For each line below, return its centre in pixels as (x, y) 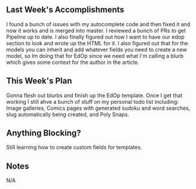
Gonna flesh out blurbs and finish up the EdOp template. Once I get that (94, 95)
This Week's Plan (39, 81)
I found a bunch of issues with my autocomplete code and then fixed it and (98, 24)
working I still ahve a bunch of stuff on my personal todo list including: (93, 101)
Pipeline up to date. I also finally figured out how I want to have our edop (95, 37)
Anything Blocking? (44, 133)
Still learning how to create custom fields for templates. (74, 147)
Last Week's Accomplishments (65, 10)
